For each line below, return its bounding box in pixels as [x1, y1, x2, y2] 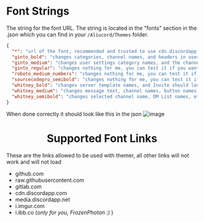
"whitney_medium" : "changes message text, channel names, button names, [12, 88, 200, 94]
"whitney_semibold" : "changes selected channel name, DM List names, [12, 93, 191, 100]
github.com [15, 170, 44, 177]
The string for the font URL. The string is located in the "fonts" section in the [6, 24, 197, 32]
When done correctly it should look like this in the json [6, 110, 142, 117]
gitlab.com [15, 182, 42, 190]
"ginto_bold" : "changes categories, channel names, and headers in [12, 54, 186, 60]
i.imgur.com [15, 202, 45, 209]
